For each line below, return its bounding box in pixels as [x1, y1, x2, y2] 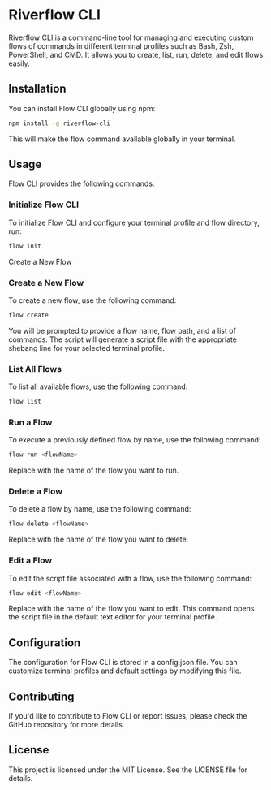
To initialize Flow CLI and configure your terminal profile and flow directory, [8, 218, 260, 227]
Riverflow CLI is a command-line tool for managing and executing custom [8, 32, 254, 42]
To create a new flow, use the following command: [8, 295, 177, 305]
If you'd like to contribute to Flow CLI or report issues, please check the [8, 711, 247, 721]
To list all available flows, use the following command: [8, 382, 188, 391]
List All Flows [8, 363, 62, 374]
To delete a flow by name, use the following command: [8, 504, 191, 514]
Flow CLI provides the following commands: [8, 179, 155, 188]
